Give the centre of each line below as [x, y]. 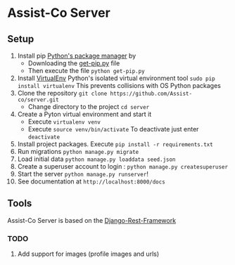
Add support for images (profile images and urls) [88, 254]
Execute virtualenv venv [64, 122]
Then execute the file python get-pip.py [87, 71]
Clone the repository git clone [62, 93]
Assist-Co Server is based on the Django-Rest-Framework [92, 220]
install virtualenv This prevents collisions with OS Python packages [119, 85]
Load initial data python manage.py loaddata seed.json [96, 159]
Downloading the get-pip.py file [74, 63]
